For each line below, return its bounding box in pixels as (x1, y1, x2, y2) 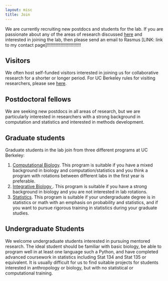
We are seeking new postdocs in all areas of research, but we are (5, 109, 140, 115)
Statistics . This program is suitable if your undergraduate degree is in (12, 194, 155, 200)
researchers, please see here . (5, 80, 67, 86)
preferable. (12, 178, 36, 184)
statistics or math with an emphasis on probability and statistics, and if (12, 199, 158, 205)
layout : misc (5, 7, 33, 13)
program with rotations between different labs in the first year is (12, 172, 144, 178)
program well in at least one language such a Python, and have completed (5, 248, 158, 254)
